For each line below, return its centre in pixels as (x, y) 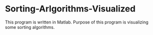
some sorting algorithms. (30, 27)
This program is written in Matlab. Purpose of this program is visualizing (77, 22)
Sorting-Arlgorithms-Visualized (70, 9)
